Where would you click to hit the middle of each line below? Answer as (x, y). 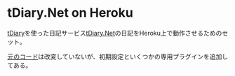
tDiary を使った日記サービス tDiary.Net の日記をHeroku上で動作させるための (115, 33)
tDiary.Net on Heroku (70, 13)
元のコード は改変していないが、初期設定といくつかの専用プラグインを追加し (118, 56)
